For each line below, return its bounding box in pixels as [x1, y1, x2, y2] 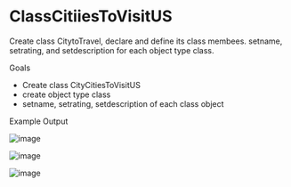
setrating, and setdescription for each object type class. [9, 45, 215, 55]
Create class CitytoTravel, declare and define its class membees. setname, [9, 36, 283, 46]
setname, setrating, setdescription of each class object [21, 98, 224, 109]
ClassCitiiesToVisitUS [9, 6, 173, 27]
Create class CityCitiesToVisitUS [21, 79, 141, 90]
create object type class [21, 89, 111, 100]
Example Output [9, 116, 69, 126]
